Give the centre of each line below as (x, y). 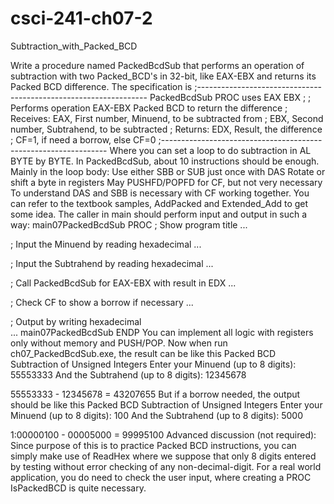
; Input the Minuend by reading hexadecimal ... (106, 244)
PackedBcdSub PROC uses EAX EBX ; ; (230, 97)
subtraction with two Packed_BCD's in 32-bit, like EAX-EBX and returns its (163, 76)
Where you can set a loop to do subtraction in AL (210, 150)
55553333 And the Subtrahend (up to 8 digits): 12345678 (128, 374)
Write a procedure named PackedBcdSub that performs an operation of (157, 65)
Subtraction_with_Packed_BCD (74, 46)
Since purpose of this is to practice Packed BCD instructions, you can (153, 445)
